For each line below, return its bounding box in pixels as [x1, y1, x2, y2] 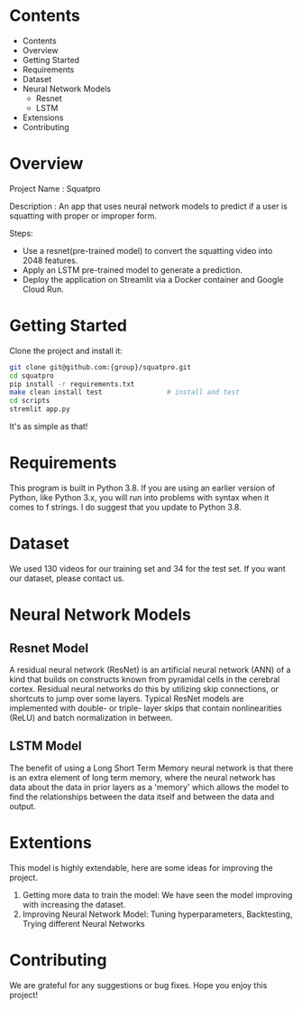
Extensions [22, 112, 64, 123]
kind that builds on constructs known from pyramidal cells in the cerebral [9, 674, 280, 685]
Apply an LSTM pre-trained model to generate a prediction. [22, 264, 243, 276]
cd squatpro [9, 371, 54, 380]
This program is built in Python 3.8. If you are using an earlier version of [9, 482, 276, 493]
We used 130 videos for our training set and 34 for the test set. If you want [9, 563, 286, 574]
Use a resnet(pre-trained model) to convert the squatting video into [22, 245, 273, 256]
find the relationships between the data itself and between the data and [9, 791, 275, 802]
